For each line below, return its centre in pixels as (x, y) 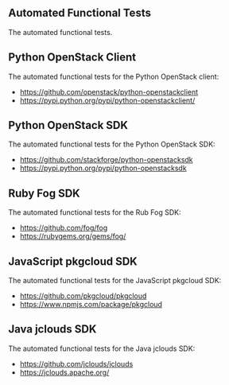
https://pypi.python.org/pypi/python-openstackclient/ (107, 100)
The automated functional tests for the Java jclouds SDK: (102, 348)
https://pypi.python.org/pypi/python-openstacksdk (103, 168)
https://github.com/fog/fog (64, 228)
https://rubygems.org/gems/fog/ (73, 236)
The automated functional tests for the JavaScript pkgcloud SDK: (115, 281)
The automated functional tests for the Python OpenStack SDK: (112, 144)
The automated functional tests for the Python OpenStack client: (114, 76)
